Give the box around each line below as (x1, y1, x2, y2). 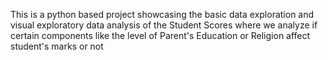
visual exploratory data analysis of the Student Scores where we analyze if (10, 19, 318, 31)
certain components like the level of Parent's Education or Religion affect (10, 30, 311, 41)
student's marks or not (10, 40, 104, 52)
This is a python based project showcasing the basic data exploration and (10, 9, 315, 20)
